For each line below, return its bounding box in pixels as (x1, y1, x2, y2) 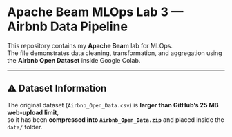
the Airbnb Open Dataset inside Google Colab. (7, 56, 141, 64)
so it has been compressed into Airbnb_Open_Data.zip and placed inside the (7, 115, 224, 124)
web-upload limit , (7, 108, 59, 116)
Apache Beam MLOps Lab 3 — (7, 4, 184, 20)
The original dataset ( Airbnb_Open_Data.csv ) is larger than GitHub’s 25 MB (7, 101, 219, 109)
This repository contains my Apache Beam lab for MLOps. (7, 41, 173, 50)
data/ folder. (7, 123, 43, 131)
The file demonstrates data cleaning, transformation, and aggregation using (7, 49, 222, 57)
